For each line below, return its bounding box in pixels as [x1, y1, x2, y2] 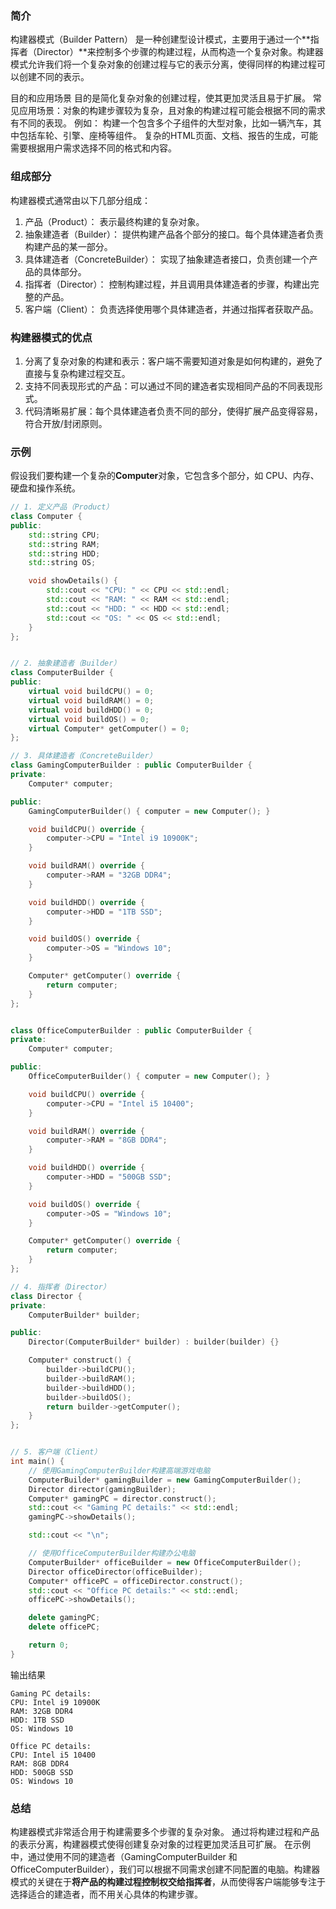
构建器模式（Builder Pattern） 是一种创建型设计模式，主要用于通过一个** [10, 33, 311, 46]
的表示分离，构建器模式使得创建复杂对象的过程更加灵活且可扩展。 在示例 [10, 1838, 311, 1851]
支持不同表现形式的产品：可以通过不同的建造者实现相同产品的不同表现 [24, 380, 315, 392]
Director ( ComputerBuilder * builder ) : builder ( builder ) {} [28, 1337, 280, 1347]
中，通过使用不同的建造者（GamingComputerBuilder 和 [10, 1851, 238, 1863]
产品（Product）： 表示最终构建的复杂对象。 [24, 215, 205, 227]
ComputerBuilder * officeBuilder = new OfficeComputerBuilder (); [28, 1557, 302, 1567]
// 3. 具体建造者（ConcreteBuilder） [10, 751, 157, 761]
